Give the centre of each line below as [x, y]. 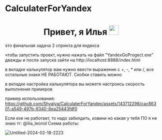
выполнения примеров [29, 89]
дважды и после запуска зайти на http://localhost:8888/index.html [73, 60]
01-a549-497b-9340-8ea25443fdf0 [41, 109]
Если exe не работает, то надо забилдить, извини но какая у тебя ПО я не [81, 118]
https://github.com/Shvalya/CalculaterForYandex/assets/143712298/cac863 [81, 104]
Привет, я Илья [75, 32]
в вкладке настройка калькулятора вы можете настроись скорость [75, 84]
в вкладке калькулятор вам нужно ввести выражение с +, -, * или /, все [79, 70]
